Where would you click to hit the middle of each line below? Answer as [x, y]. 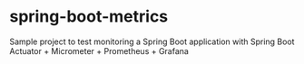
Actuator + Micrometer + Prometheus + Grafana [99, 50]
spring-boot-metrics [89, 17]
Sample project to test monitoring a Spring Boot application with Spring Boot [152, 41]
